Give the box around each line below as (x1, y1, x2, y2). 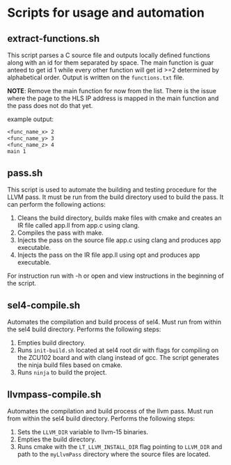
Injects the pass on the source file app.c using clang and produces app (17, 236, 221, 244)
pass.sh (7, 167, 43, 179)
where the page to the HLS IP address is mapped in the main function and (7, 94, 219, 102)
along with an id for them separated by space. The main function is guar (7, 58, 214, 67)
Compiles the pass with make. (17, 228, 104, 237)
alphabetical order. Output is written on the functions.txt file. (7, 73, 184, 81)
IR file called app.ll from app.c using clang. (17, 221, 140, 230)
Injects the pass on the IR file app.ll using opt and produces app (17, 251, 200, 259)
